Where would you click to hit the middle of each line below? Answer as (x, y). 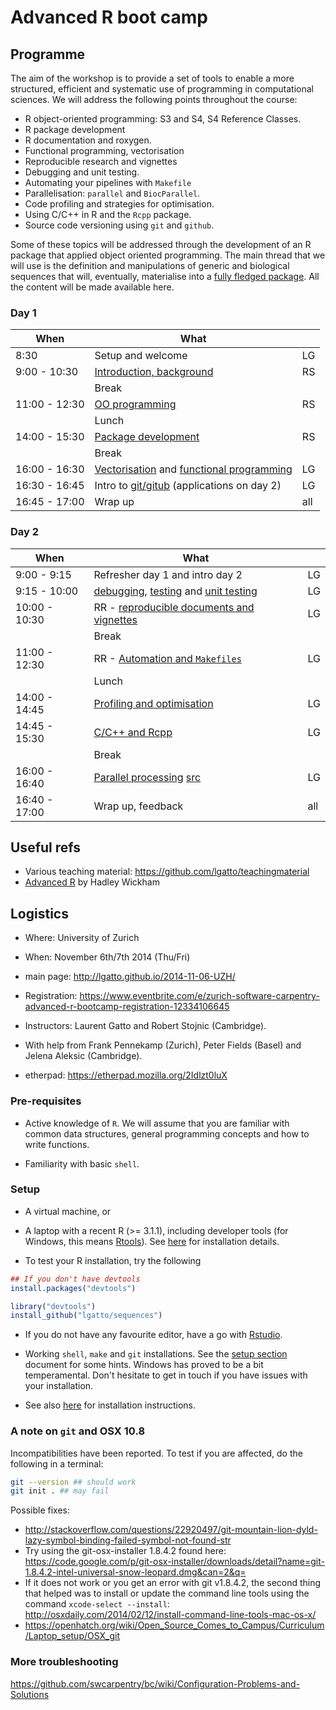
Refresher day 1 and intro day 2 (168, 574)
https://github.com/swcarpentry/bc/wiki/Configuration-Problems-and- (155, 1683)
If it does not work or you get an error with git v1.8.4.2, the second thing (173, 1583)
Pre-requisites (46, 1101)
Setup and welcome (141, 356)
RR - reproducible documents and (174, 607)
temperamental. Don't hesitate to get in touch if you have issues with (166, 1375)
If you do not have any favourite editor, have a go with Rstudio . (153, 1335)
